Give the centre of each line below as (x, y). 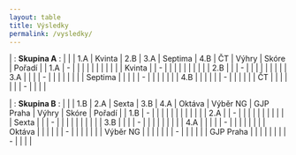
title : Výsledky (39, 26)
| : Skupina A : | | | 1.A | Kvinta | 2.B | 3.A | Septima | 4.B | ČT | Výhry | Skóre (147, 59)
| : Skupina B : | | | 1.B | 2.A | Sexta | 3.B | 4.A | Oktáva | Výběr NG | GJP (139, 104)
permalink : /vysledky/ (51, 33)
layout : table (35, 17)
